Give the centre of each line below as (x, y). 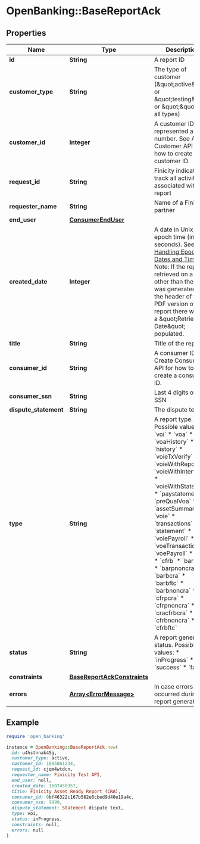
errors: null (28, 830)
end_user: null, (32, 780)
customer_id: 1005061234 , (44, 764)
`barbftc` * (169, 583)
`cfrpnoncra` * (174, 605)
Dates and (168, 259)
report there (171, 311)
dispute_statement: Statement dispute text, (68, 808)
